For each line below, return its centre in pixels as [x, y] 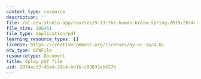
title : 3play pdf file [34, 61]
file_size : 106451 [29, 28]
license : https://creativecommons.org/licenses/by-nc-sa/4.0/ [85, 45]
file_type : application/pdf [41, 34]
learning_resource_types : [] [42, 39]
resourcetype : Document [36, 56]
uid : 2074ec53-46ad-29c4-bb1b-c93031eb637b [61, 67]
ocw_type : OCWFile [29, 50]
